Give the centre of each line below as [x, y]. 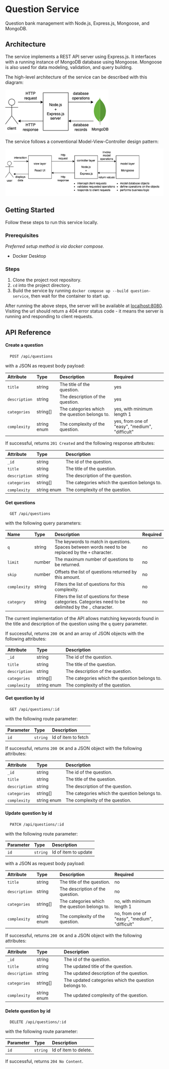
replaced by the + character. [84, 553]
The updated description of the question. [106, 973]
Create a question [24, 345]
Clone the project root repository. [47, 280]
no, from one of [131, 913]
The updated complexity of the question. [106, 996]
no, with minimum [133, 901]
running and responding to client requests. [49, 317]
